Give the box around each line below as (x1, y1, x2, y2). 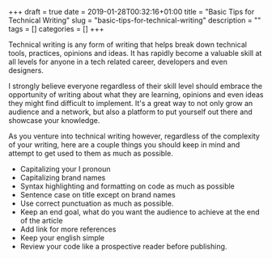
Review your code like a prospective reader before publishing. (19, 242, 227, 251)
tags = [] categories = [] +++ (8, 24, 104, 33)
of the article (19, 216, 63, 225)
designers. (8, 66, 45, 75)
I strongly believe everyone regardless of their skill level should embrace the (8, 81, 263, 91)
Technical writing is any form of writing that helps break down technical (8, 40, 247, 49)
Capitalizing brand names (19, 173, 106, 182)
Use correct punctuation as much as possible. (19, 198, 174, 208)
